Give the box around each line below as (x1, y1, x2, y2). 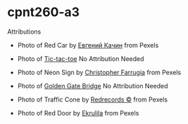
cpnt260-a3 (7, 4, 80, 20)
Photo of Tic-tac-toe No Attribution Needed (17, 54, 144, 63)
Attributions (7, 27, 42, 36)
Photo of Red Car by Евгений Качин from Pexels (17, 41, 159, 49)
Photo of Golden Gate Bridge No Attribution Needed (17, 81, 168, 90)
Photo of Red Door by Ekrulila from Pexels (17, 109, 139, 117)
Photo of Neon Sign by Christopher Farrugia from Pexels (17, 68, 182, 76)
